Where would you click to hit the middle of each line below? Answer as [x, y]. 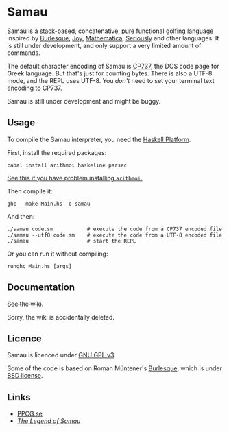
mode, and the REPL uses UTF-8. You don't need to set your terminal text [111, 80]
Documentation [41, 288]
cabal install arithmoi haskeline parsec [67, 165]
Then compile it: [30, 191]
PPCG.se [29, 414]
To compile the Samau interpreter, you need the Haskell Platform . [99, 139]
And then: [21, 216]
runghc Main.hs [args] [39, 266]
